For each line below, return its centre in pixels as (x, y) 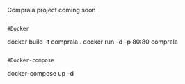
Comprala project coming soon (51, 10)
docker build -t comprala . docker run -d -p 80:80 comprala (93, 42)
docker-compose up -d (41, 73)
